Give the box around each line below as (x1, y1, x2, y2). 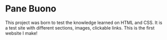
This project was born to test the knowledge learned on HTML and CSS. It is (5, 19, 162, 25)
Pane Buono (5, 3, 57, 14)
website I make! (5, 30, 38, 36)
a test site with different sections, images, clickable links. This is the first (5, 24, 154, 30)
